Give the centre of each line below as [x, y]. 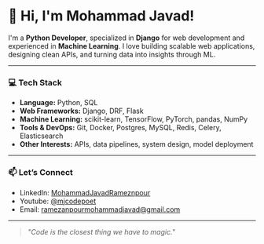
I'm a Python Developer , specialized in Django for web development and [126, 38]
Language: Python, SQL [59, 103]
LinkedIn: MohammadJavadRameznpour [85, 192]
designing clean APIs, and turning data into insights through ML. [112, 54]
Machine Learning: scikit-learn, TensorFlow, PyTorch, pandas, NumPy [134, 119]
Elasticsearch [41, 136]
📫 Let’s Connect [40, 173]
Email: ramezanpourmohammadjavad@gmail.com [100, 209]
